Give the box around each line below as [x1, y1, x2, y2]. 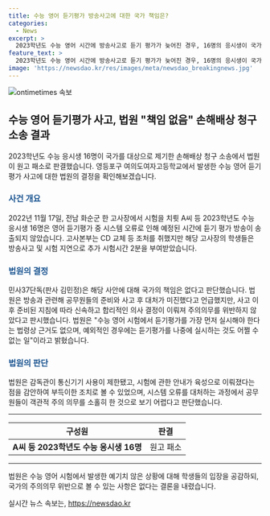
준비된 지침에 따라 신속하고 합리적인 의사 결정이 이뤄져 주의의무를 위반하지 [16, 305, 249, 315]
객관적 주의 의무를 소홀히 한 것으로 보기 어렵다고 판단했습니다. [29, 398, 223, 407]
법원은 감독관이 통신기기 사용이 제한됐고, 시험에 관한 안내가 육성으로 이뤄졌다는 [8, 378, 256, 387]
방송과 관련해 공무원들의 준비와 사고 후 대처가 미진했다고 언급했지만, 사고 [22, 295, 251, 305]
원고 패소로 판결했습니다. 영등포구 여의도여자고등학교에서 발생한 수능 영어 [16, 161, 247, 171]
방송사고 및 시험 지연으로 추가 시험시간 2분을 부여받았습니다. [8, 243, 198, 253]
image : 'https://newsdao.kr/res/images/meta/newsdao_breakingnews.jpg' [8, 64, 253, 72]
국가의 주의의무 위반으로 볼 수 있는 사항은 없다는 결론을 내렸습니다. [8, 481, 216, 491]
